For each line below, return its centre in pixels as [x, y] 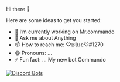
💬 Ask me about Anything [45, 38]
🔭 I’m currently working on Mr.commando [64, 32]
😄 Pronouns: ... [33, 53]
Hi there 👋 [18, 9]
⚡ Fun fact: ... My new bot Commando [60, 59]
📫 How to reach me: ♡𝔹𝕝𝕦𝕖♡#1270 [59, 45]
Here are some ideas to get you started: [54, 20]
